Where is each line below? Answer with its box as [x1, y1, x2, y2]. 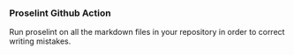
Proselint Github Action [9, 7, 112, 19]
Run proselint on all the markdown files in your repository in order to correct [9, 27, 285, 38]
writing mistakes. [9, 36, 72, 46]
